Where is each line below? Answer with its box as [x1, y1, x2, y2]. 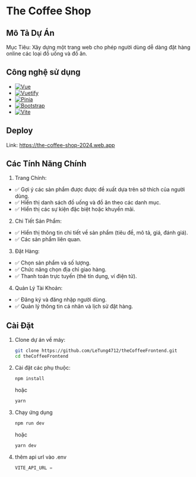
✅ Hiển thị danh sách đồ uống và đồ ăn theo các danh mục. [14, 199, 162, 206]
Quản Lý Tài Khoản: [14, 285, 63, 292]
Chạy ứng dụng [14, 409, 53, 416]
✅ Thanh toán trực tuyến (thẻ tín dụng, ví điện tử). [14, 273, 137, 280]
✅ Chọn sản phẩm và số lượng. [14, 259, 91, 266]
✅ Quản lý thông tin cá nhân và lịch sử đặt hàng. [14, 303, 134, 310]
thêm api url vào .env [14, 453, 67, 460]
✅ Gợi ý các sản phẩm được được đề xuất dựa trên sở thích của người [14, 186, 185, 193]
